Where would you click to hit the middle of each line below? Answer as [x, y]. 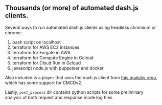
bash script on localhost [36, 42]
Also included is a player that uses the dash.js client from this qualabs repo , [81, 77]
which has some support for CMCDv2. [44, 83]
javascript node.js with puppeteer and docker [58, 68]
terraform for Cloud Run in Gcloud [46, 63]
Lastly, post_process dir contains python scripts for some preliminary [74, 92]
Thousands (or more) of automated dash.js [72, 8]
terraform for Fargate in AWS [41, 52]
